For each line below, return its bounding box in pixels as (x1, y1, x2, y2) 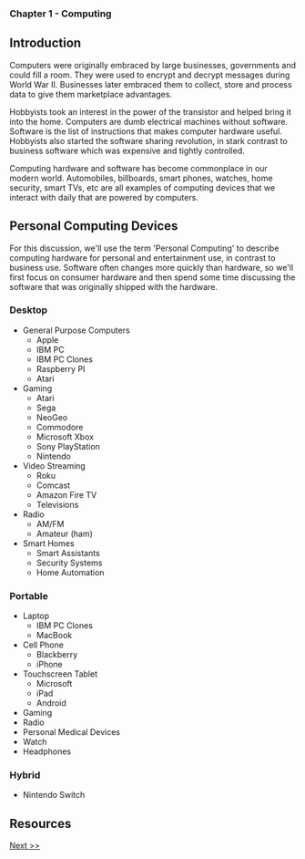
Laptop (22, 610, 50, 622)
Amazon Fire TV (36, 489, 97, 500)
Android (36, 698, 66, 709)
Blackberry (36, 649, 78, 660)
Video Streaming (22, 460, 86, 471)
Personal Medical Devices (22, 727, 121, 738)
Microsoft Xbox (36, 431, 94, 442)
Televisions (36, 499, 79, 510)
